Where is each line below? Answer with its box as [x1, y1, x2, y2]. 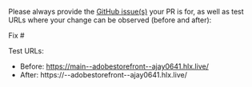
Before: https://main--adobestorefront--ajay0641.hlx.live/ [19, 61, 210, 71]
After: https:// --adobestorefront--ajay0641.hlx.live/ [19, 70, 188, 79]
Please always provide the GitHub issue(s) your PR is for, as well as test [8, 7, 244, 16]
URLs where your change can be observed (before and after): [8, 15, 212, 25]
